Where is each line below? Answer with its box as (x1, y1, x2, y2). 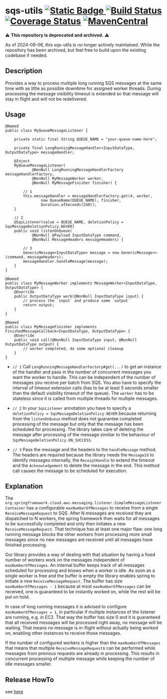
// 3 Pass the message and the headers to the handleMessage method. (12, 446, 157, 452)
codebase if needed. (5, 52, 48, 58)
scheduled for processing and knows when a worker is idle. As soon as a (5, 567, 156, 573)
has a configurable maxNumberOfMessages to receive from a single (26, 505, 158, 511)
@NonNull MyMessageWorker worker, (31, 176, 104, 181)
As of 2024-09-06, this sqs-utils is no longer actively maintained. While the (5, 41, 160, 47)
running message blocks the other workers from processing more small (5, 531, 152, 537)
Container (5, 506, 26, 511)
